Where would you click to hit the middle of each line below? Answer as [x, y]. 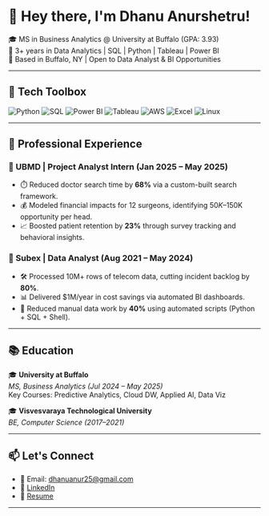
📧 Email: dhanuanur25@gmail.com [76, 479]
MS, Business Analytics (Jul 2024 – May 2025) [86, 386]
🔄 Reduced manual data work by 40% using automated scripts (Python [137, 308]
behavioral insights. [52, 238]
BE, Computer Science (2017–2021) [66, 422]
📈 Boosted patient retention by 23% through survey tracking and [128, 226]
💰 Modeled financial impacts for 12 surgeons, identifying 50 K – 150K [131, 205]
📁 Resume [36, 496]
